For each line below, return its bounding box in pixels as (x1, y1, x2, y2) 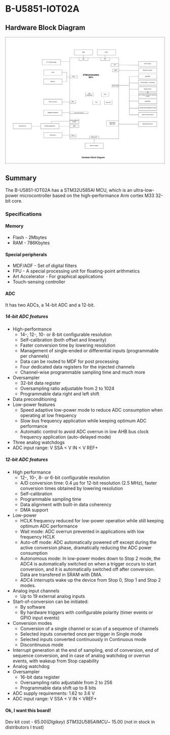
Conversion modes (12, 620, 52, 626)
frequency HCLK (20, 534, 55, 540)
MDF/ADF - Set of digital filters (12, 262, 77, 269)
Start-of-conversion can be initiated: (12, 598, 89, 605)
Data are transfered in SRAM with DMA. (20, 572, 103, 578)
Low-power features (12, 402, 56, 408)
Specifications (5, 210, 42, 217)
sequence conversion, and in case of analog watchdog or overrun (12, 653, 150, 659)
